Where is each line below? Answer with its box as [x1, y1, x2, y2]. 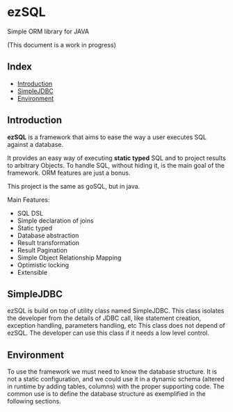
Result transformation [17, 238, 80, 247]
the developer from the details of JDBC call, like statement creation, [7, 314, 202, 322]
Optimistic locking [17, 260, 70, 269]
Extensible [17, 268, 47, 276]
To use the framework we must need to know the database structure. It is [7, 367, 218, 376]
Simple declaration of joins [17, 216, 94, 225]
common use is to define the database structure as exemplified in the [7, 390, 206, 398]
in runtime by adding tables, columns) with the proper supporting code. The [7, 382, 225, 390]
